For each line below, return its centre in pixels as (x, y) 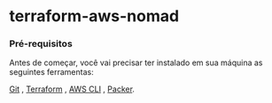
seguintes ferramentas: (52, 72)
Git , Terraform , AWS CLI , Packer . (72, 89)
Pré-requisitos (41, 44)
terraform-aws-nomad (94, 16)
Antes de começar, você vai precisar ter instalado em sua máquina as (136, 63)
